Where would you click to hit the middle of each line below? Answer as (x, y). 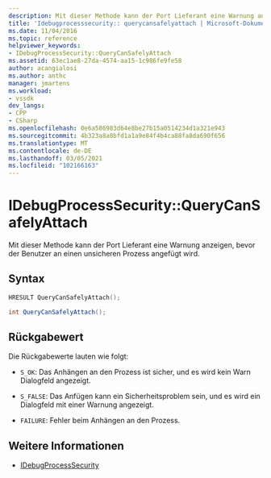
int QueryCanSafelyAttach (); (57, 312)
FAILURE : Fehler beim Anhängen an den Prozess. (100, 421)
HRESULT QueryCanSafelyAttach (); (65, 297)
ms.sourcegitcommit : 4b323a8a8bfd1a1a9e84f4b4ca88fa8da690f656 (117, 135)
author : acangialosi (43, 69)
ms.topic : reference (43, 38)
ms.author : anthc (38, 76)
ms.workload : (30, 91)
